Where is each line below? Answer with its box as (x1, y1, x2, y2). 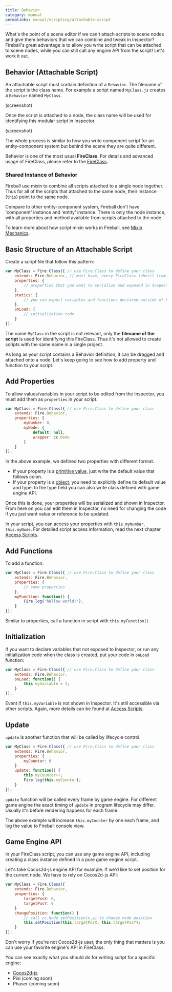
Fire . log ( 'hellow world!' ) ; (24, 599, 83, 604)
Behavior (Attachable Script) (5, 68, 98, 77)
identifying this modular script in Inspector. (5, 118, 96, 124)
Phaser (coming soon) (12, 981, 60, 987)
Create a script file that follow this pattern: (5, 259, 94, 265)
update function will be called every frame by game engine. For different (5, 796, 157, 803)
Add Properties (5, 377, 55, 386)
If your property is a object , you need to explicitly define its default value (12, 479, 166, 485)
